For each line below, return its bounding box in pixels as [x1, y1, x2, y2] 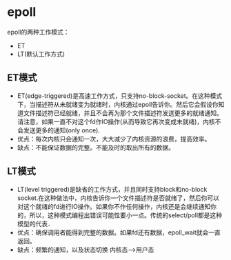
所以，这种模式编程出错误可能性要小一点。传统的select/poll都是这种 [29, 211, 223, 219]
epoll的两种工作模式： [7, 28, 70, 36]
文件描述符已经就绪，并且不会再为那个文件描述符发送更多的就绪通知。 [23, 108, 223, 117]
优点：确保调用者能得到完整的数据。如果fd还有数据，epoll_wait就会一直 [17, 228, 221, 237]
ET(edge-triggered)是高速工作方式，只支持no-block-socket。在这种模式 [17, 91, 223, 100]
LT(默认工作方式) [17, 50, 66, 58]
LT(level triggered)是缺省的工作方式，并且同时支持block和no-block [17, 185, 208, 193]
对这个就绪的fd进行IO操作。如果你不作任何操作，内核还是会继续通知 [17, 202, 211, 210]
